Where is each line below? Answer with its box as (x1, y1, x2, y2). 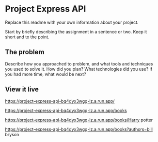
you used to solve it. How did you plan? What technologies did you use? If (5, 66, 153, 72)
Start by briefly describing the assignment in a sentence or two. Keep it (5, 29, 147, 34)
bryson (5, 131, 19, 137)
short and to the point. (5, 34, 49, 40)
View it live (5, 85, 39, 94)
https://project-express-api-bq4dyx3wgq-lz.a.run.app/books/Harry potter (5, 117, 153, 123)
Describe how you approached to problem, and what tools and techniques (5, 61, 153, 66)
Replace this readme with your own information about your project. (5, 19, 139, 25)
